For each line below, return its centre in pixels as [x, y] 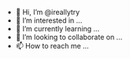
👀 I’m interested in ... [49, 20]
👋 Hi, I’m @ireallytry [48, 12]
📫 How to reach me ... [52, 46]
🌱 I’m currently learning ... [58, 29]
